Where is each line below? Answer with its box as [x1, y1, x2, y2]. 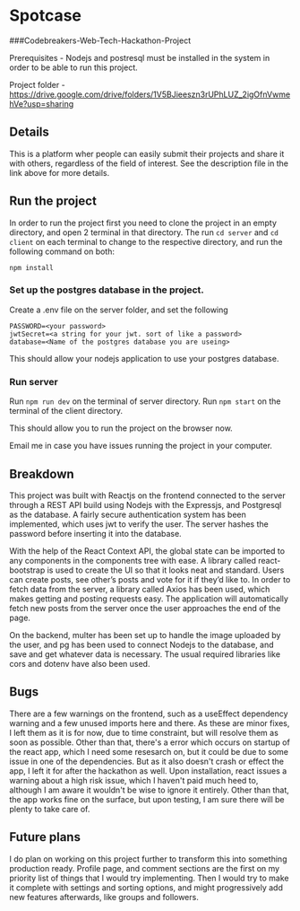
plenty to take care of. [9, 803, 90, 814]
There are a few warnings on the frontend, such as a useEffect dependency [9, 708, 288, 719]
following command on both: [9, 246, 115, 257]
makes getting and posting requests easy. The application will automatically [9, 593, 289, 604]
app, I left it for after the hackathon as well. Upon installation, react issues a [9, 765, 287, 776]
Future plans [9, 829, 81, 845]
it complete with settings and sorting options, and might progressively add [9, 881, 284, 893]
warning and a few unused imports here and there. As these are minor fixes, [9, 717, 290, 728]
